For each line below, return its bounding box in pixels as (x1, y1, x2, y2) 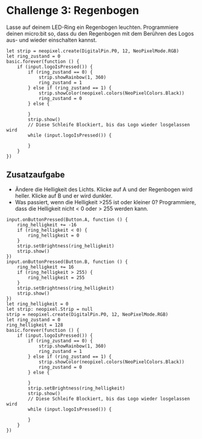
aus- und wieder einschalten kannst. (6, 36, 97, 43)
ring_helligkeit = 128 (6, 322, 63, 328)
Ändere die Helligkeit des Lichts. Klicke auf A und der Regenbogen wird (14, 185, 193, 193)
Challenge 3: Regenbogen (6, 4, 139, 17)
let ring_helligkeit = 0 (6, 300, 69, 307)
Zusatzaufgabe (6, 170, 65, 180)
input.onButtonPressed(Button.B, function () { (6, 258, 128, 265)
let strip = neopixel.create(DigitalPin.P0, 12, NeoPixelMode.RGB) (6, 48, 180, 54)
